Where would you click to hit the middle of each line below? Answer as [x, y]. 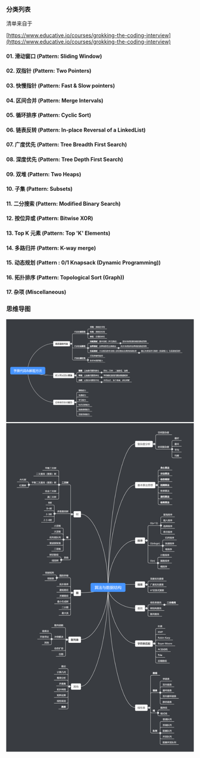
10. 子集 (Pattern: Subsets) [40, 189]
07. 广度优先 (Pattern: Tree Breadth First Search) [67, 145]
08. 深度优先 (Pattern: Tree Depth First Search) [65, 160]
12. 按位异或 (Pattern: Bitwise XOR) [50, 218]
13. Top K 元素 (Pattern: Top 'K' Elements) [58, 233]
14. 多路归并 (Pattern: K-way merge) [51, 248]
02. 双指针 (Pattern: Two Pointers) [49, 71]
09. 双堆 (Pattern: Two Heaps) [44, 174]
